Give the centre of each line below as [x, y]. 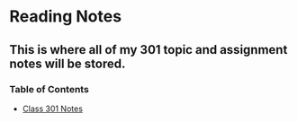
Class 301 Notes [53, 109]
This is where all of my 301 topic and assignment [148, 50]
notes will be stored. [67, 63]
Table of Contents [49, 89]
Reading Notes [66, 17]
